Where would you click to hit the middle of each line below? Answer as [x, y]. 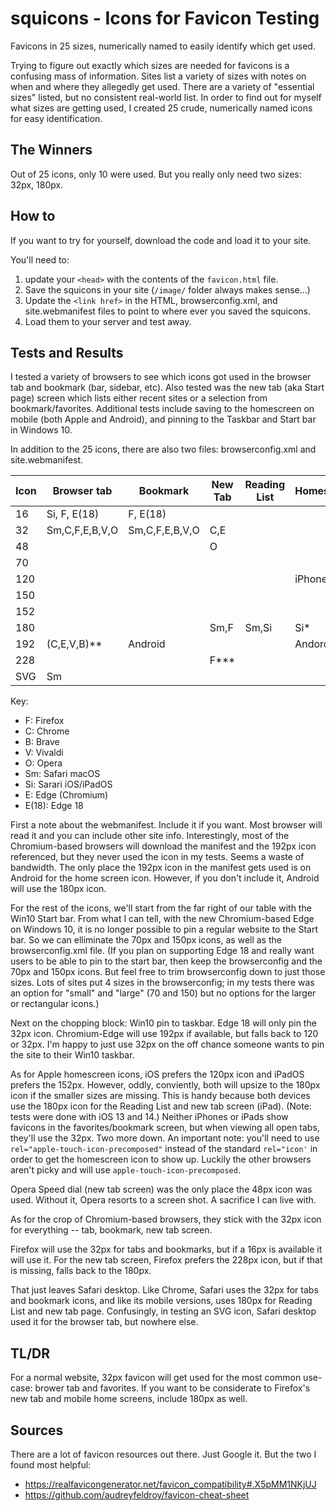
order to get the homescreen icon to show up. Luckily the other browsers [161, 1159]
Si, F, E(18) [73, 514]
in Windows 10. [41, 430]
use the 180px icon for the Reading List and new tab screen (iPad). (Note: [161, 1106]
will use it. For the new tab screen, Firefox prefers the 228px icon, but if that [166, 1260]
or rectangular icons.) [55, 1004]
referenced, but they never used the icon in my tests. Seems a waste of [157, 857]
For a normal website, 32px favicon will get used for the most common [156, 1378]
